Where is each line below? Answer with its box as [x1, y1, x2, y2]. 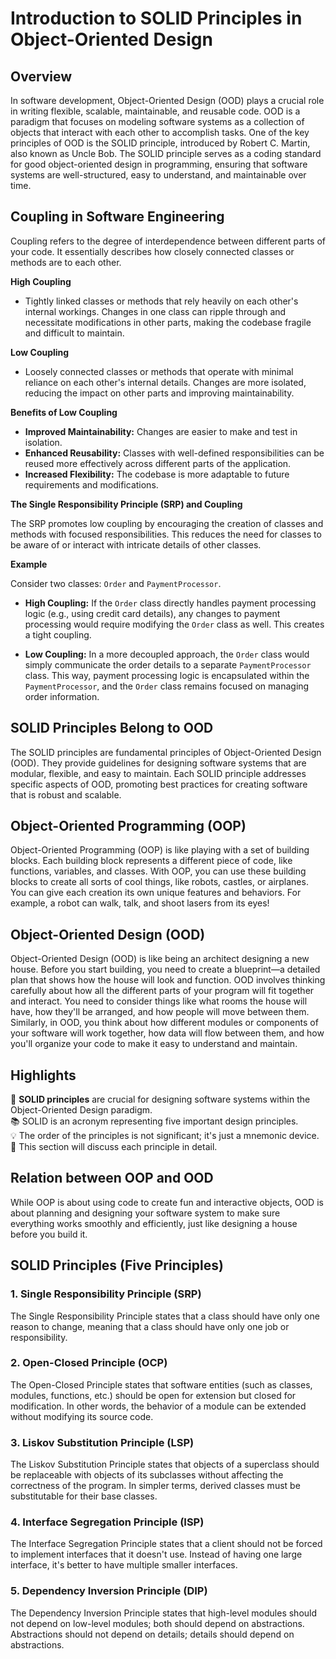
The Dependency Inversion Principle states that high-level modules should [10, 1607, 318, 1619]
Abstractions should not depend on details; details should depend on [10, 1628, 295, 1640]
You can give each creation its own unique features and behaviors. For [10, 887, 302, 899]
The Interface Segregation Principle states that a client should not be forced [10, 1538, 323, 1550]
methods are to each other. [10, 256, 122, 268]
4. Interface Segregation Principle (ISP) [10, 1515, 205, 1529]
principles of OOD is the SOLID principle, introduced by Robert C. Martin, [10, 137, 311, 149]
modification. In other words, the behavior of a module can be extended [10, 1400, 307, 1412]
